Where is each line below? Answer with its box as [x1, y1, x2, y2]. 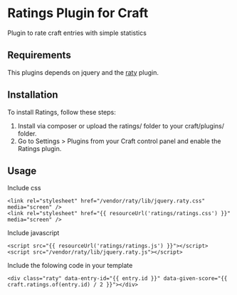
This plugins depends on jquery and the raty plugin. [7, 68, 159, 76]
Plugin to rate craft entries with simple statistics [7, 29, 147, 37]
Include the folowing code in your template [7, 262, 133, 270]
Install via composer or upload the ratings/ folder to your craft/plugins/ [17, 121, 225, 130]
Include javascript [7, 229, 60, 237]
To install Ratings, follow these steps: [7, 108, 116, 116]
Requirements [7, 49, 71, 61]
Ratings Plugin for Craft [7, 5, 149, 21]
